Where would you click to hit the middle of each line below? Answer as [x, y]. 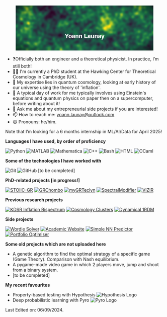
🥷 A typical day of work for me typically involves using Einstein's [79, 93]
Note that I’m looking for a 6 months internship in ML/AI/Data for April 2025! [84, 132]
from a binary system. [35, 270]
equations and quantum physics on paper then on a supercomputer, [83, 98]
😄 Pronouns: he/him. [34, 122]
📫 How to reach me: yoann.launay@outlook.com [63, 114]
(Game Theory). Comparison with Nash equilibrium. [66, 259]
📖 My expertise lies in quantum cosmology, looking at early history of [84, 82]
